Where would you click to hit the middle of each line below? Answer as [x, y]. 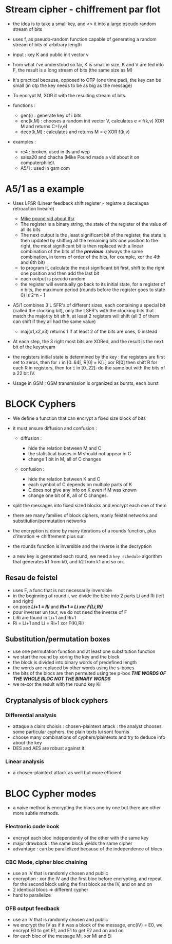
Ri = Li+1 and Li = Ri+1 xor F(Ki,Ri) [48, 623]
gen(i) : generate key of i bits [51, 115]
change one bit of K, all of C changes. [68, 495]
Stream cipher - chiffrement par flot [83, 10]
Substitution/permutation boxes [58, 639]
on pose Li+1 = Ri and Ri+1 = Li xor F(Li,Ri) [58, 607]
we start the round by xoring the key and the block [66, 657]
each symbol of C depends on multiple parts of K [80, 484]
